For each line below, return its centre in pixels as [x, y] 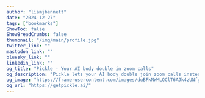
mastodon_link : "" [30, 52]
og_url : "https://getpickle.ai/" [49, 86]
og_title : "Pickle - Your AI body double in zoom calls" [80, 68]
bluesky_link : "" [28, 57]
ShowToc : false [26, 29]
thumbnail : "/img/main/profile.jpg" [53, 40]
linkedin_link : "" [30, 63]
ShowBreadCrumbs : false [37, 35]
